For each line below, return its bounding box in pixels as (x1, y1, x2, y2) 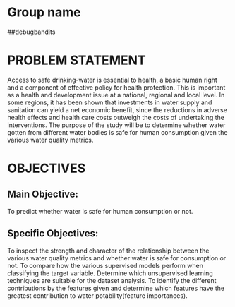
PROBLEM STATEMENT (7, 52, 146, 68)
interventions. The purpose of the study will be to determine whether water (7, 121, 226, 129)
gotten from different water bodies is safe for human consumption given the (7, 128, 228, 136)
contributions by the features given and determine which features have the (7, 284, 224, 292)
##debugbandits (7, 28, 56, 36)
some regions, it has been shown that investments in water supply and (7, 98, 212, 107)
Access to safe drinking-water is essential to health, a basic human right (7, 76, 217, 84)
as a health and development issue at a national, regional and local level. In (7, 90, 225, 99)
